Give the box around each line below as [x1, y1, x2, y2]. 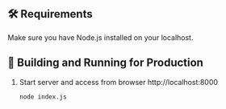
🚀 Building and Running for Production [7, 56, 203, 70]
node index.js [19, 92, 67, 101]
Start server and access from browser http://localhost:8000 [19, 77, 219, 87]
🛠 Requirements [7, 7, 94, 21]
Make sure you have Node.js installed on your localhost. [7, 32, 194, 42]
